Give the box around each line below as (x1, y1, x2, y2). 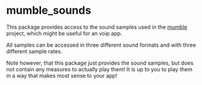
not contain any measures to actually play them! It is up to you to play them (6, 65, 193, 72)
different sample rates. (6, 47, 63, 54)
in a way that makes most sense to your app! (6, 72, 118, 79)
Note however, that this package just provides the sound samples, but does (6, 59, 194, 66)
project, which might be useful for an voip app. (6, 29, 122, 37)
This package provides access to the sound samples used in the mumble (6, 23, 188, 31)
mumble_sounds (6, 4, 92, 17)
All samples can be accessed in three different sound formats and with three (6, 41, 196, 48)
